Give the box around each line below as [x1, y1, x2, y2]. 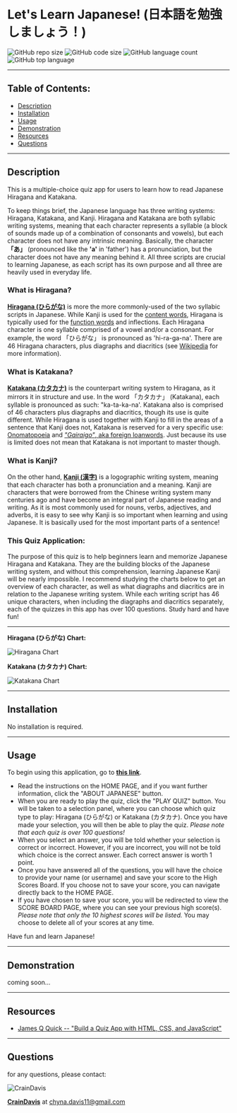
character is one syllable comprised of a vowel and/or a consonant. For [7, 325, 214, 333]
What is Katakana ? [7, 367, 73, 376]
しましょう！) [7, 24, 87, 40]
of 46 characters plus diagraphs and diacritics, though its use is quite [7, 408, 209, 417]
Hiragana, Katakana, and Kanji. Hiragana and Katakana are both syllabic [7, 214, 217, 222]
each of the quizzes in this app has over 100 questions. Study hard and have [7, 604, 229, 613]
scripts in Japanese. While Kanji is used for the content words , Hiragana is [7, 310, 224, 318]
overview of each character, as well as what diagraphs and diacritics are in [7, 582, 224, 591]
